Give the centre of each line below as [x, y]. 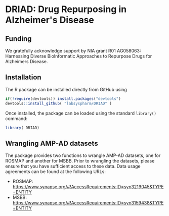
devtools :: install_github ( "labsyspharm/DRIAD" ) [59, 103]
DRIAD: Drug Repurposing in [66, 9]
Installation [23, 77]
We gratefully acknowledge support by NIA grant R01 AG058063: [73, 51]
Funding [18, 39]
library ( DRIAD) [22, 128]
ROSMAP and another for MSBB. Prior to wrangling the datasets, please [80, 161]
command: [16, 118]
